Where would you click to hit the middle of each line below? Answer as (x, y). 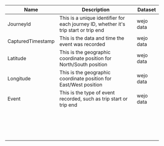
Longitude (19, 79)
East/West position (81, 85)
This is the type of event (87, 93)
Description (96, 10)
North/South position (83, 64)
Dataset (147, 10)
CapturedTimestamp (31, 41)
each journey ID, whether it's (92, 24)
